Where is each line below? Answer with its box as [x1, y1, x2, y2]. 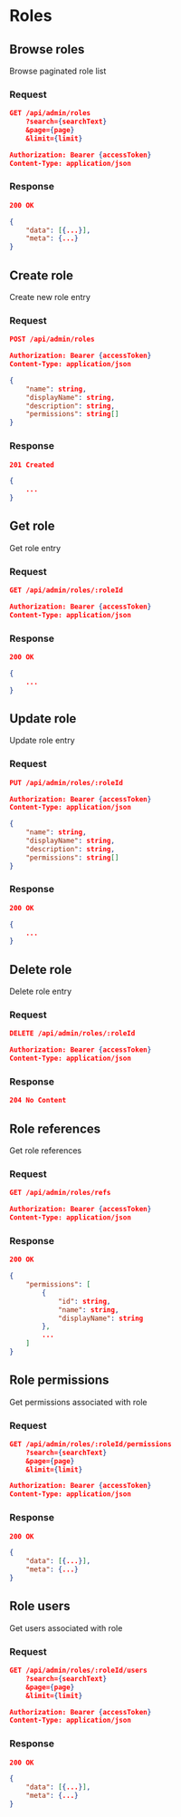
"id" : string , [57, 1297, 111, 1306]
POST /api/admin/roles [9, 335, 95, 345]
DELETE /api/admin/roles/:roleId [9, 1029, 136, 1038]
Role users [9, 1598, 71, 1614]
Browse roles [9, 42, 85, 57]
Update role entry [9, 735, 75, 746]
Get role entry [9, 542, 62, 553]
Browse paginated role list [9, 65, 107, 76]
